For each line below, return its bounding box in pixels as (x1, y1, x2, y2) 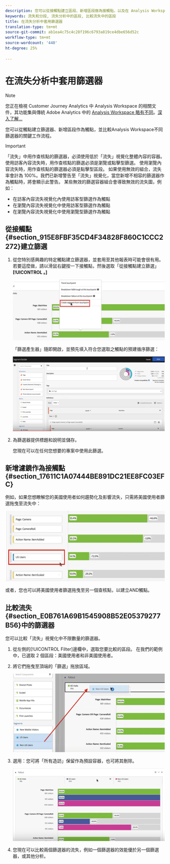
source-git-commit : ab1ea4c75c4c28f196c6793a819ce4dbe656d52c (5, 29, 139, 35)
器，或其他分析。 (12, 853, 49, 859)
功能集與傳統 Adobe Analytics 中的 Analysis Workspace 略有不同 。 (18, 109, 158, 115)
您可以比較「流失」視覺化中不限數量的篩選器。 (5, 635, 103, 642)
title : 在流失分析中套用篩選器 (5, 19, 63, 24)
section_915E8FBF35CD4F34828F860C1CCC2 (12, 233, 163, 241)
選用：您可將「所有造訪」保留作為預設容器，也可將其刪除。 (12, 757, 137, 764)
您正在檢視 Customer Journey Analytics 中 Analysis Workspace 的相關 (5, 103, 152, 109)
